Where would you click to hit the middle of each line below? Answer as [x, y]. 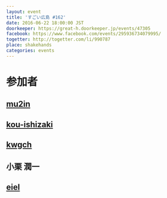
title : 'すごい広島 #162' [36, 17]
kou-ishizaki [30, 124]
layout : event [24, 12]
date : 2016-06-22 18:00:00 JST [45, 23]
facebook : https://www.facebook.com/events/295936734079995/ [84, 34]
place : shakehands [29, 45]
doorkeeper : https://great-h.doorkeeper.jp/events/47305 [78, 28]
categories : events [30, 51]
